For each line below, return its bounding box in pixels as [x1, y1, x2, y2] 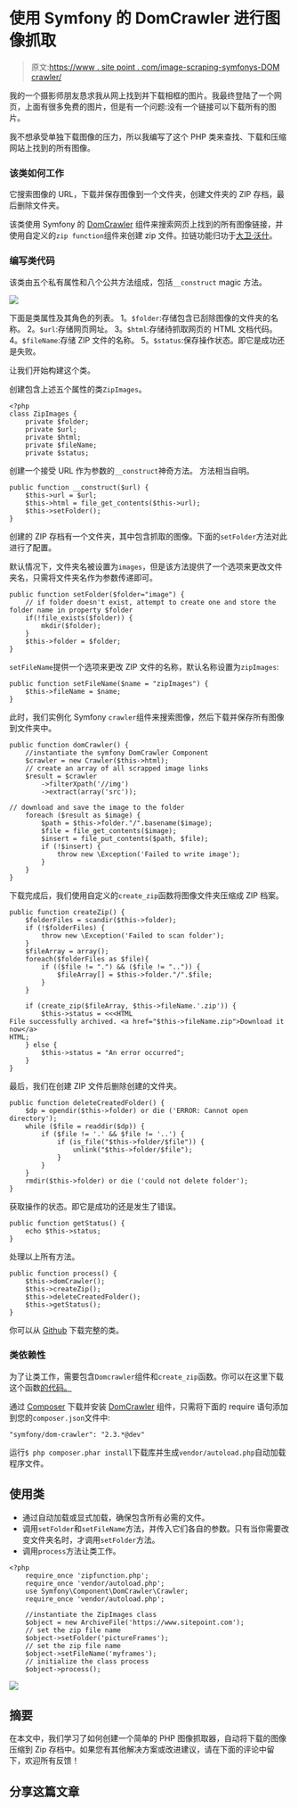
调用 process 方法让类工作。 [21, 1545, 121, 1556]
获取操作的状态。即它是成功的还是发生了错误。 [9, 1201, 181, 1211]
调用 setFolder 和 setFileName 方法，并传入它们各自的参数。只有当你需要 [21, 1522, 282, 1534]
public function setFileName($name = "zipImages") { [9, 679, 209, 688]
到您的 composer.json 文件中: [9, 1412, 111, 1423]
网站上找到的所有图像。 [9, 142, 95, 153]
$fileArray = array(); [25, 946, 109, 955]
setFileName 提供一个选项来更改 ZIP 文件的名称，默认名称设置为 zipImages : [9, 661, 279, 672]
